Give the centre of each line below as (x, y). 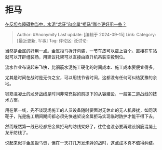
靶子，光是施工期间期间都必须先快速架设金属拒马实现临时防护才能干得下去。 (81, 116)
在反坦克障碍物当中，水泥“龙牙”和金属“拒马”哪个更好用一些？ (66, 24)
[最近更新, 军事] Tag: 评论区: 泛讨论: (52, 40)
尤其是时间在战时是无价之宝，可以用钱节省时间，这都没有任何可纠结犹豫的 (79, 77)
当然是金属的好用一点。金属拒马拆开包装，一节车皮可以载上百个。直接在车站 (81, 51)
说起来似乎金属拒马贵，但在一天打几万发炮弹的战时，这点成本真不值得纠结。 (81, 143)
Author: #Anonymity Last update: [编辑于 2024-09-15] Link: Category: (86, 34)
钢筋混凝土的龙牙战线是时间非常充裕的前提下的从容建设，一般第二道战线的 (79, 94)
